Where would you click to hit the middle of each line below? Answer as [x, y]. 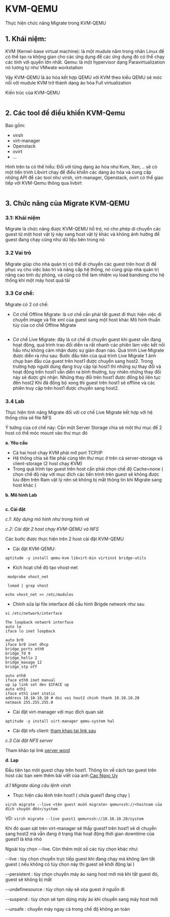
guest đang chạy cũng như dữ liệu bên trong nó [55, 240]
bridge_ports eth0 [25, 649]
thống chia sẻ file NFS [28, 418]
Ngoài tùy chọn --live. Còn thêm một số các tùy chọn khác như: [72, 849]
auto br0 [14, 640]
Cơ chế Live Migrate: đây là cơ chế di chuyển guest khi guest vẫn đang [87, 339]
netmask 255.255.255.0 [29, 703]
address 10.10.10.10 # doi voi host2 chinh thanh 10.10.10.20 [72, 698]
